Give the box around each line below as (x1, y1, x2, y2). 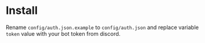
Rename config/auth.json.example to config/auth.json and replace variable (6, 24, 199, 31)
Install (6, 4, 38, 18)
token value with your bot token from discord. (6, 30, 121, 37)
